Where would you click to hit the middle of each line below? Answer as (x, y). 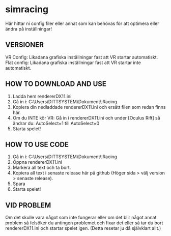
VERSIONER (25, 45)
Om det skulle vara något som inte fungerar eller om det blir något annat (81, 218)
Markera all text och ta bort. (42, 168)
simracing (27, 9)
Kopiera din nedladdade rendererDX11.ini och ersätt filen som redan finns (89, 107)
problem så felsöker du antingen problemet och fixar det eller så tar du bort (84, 223)
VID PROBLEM (28, 205)
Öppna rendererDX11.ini (37, 162)
